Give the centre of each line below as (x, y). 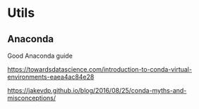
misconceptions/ (32, 98)
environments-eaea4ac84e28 (51, 77)
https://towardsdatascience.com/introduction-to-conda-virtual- (100, 69)
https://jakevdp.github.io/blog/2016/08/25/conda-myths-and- (97, 90)
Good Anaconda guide (40, 56)
